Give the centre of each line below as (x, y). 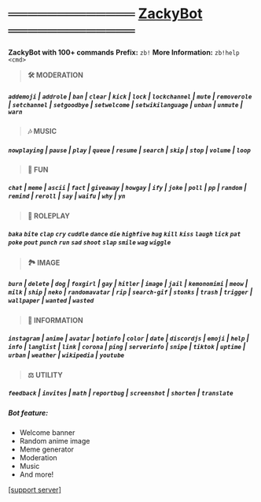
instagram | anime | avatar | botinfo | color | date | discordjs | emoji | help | (129, 338)
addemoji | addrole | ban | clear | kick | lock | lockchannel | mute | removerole (130, 96)
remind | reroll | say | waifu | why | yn (67, 196)
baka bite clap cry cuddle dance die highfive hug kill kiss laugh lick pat (125, 234)
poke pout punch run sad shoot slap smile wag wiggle (90, 243)
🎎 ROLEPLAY (49, 216)
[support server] (35, 490)
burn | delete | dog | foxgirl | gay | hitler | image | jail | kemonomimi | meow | (128, 284)
